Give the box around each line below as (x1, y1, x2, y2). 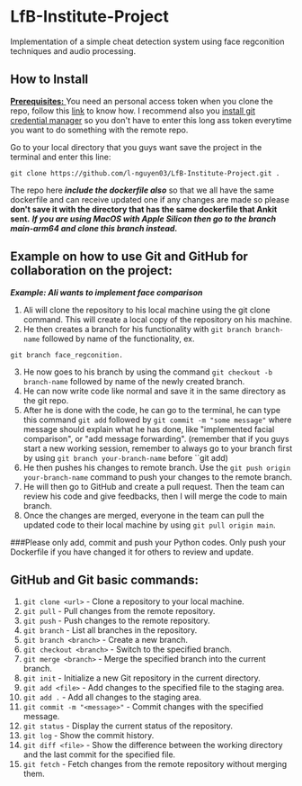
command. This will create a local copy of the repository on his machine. (22, 313, 293, 325)
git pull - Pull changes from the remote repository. (22, 606, 216, 617)
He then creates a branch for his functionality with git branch (22, 323, 252, 334)
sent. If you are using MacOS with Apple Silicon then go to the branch (10, 213, 277, 224)
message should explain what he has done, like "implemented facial (22, 423, 275, 434)
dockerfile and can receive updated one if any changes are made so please (10, 194, 290, 204)
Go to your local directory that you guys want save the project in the (10, 141, 262, 152)
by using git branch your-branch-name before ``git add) (22, 452, 228, 463)
